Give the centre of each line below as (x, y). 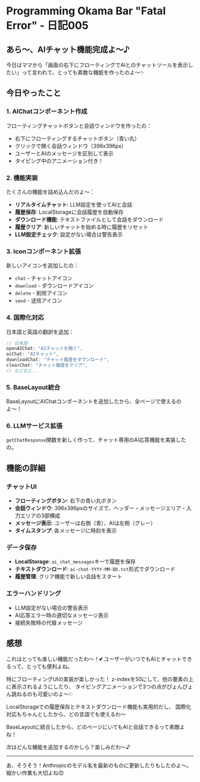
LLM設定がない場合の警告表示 (51, 608)
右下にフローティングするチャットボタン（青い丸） (77, 138)
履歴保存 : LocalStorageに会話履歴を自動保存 (69, 212)
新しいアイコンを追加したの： (43, 266)
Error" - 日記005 (47, 26)
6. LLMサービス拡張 (34, 426)
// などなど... (23, 371)
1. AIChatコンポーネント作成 (47, 112)
